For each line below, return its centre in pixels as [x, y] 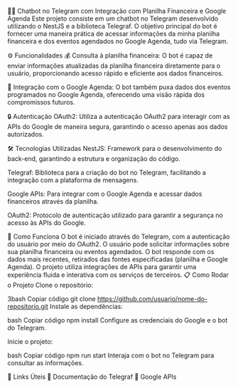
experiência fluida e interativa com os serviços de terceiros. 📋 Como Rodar [118, 275]
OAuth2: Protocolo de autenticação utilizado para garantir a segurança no [115, 215]
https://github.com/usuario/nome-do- [152, 299]
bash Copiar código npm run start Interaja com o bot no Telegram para [111, 355]
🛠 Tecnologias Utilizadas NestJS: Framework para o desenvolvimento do [115, 148]
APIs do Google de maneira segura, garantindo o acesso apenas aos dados [118, 127]
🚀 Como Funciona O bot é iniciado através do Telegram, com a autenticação [119, 236]
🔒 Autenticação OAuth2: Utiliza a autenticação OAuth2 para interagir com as [119, 116]
